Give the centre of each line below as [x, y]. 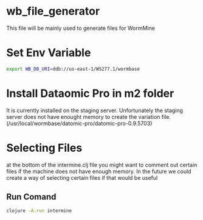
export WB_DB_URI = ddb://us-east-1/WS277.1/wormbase [73, 69]
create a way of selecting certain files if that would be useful [82, 177]
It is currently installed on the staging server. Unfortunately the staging [95, 110]
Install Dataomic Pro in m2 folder [90, 93]
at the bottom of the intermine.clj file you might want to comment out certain [102, 165]
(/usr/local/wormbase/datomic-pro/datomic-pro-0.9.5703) [79, 123]
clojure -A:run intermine [39, 211]
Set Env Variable [49, 53]
